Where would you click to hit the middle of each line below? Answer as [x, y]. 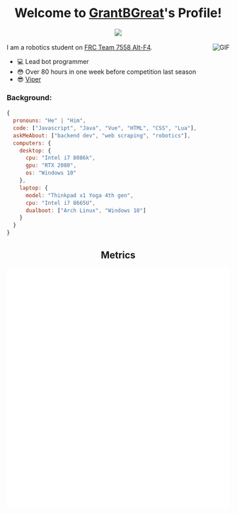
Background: [29, 97]
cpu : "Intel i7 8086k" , [60, 158]
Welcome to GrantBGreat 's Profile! [118, 13]
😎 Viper [29, 79]
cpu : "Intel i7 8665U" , [60, 203]
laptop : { [34, 188]
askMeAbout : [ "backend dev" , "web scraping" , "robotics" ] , [102, 135]
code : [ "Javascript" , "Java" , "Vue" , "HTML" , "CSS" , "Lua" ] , [105, 128]
